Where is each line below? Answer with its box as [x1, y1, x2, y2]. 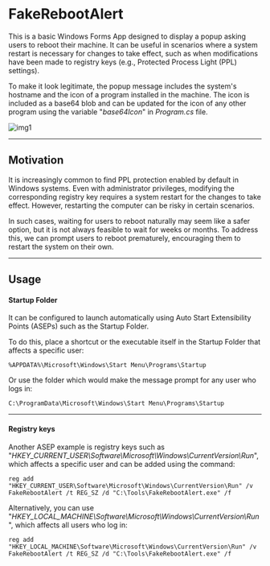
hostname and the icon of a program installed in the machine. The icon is [8, 89, 250, 99]
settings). [8, 65, 40, 75]
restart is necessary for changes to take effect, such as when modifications [8, 48, 259, 58]
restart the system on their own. [8, 242, 114, 251]
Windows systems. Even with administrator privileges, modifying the [8, 183, 235, 193]
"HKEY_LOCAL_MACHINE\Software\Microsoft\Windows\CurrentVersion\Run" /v [8, 543, 257, 551]
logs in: [8, 384, 33, 394]
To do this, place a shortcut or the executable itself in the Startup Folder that [8, 337, 261, 347]
